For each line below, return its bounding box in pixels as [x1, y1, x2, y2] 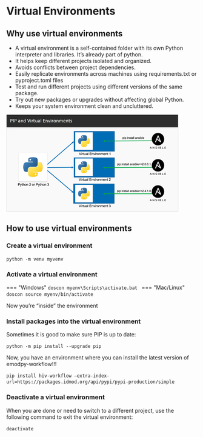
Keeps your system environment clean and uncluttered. [15, 102, 153, 110]
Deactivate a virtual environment [6, 393, 105, 401]
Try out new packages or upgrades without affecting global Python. [15, 96, 184, 103]
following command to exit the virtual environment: [6, 413, 133, 421]
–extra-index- [73, 373, 110, 379]
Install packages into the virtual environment [6, 317, 141, 325]
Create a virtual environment [6, 241, 93, 250]
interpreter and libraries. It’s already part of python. [15, 51, 143, 58]
